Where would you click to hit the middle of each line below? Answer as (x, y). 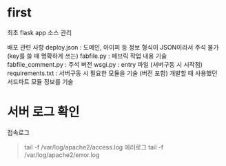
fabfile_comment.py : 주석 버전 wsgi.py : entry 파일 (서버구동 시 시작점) (105, 64)
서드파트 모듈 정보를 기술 (40, 81)
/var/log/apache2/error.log (62, 155)
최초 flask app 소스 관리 (40, 32)
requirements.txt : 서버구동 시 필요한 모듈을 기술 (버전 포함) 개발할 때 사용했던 (112, 73)
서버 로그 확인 (43, 112)
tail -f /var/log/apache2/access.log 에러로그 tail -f (94, 147)
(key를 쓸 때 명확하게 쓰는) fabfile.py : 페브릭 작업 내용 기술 (87, 56)
